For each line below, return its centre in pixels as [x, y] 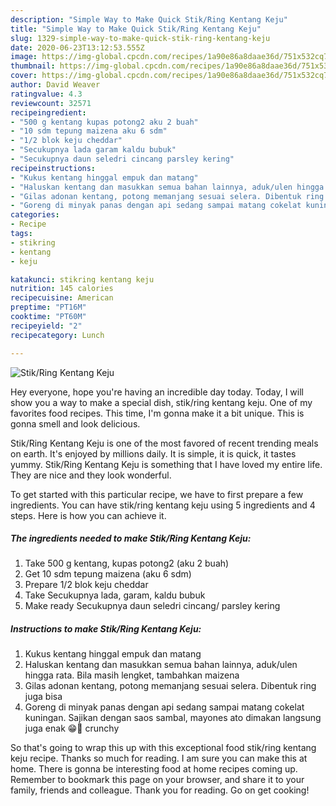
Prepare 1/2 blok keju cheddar [86, 585]
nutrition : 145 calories [62, 289]
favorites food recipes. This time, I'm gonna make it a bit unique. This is [157, 413]
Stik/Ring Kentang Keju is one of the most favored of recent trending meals [164, 443]
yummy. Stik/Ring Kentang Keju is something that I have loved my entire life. [166, 464]
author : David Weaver [55, 85]
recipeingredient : [48, 112]
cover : [24, 76]
